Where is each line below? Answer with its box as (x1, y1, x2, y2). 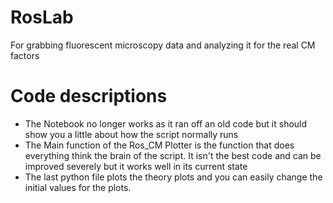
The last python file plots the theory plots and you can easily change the (24, 171, 323, 183)
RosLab (10, 6, 74, 29)
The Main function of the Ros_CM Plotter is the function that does (24, 139, 295, 151)
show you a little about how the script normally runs (24, 128, 239, 140)
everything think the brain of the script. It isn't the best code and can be (24, 149, 322, 161)
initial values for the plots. (24, 181, 132, 193)
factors (10, 49, 40, 61)
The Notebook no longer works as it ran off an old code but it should (24, 117, 308, 130)
